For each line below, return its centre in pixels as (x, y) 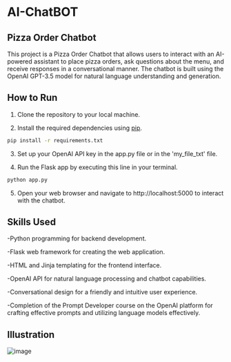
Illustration (31, 335)
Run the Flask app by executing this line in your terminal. (97, 167)
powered (20, 61)
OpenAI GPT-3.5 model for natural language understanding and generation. (114, 76)
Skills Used (32, 222)
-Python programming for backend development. (77, 238)
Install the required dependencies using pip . (80, 128)
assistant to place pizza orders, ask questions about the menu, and (129, 61)
